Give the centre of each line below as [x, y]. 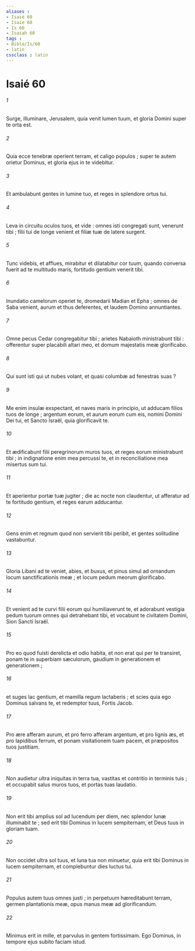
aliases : [18, 11]
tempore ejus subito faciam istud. [46, 942]
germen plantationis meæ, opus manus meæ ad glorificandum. [82, 904]
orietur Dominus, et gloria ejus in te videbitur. [60, 163]
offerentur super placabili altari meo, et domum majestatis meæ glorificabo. [97, 345]
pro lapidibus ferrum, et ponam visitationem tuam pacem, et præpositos [93, 741]
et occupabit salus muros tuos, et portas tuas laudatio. [72, 785]
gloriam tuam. [23, 829]
